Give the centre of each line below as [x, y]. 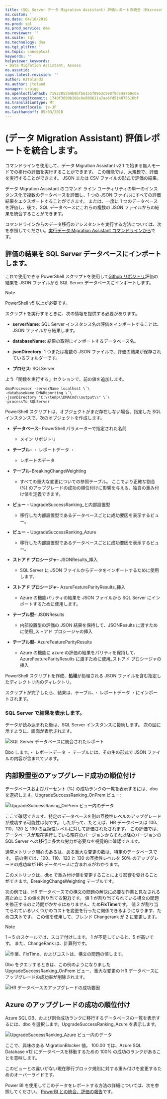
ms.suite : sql [20, 38]
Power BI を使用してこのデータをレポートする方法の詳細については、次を [80, 1085]
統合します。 [57, 151]
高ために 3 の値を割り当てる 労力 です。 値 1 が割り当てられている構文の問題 [82, 898]
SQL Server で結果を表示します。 [45, 713]
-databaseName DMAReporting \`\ [39, 393]
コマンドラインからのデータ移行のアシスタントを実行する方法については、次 [83, 224]
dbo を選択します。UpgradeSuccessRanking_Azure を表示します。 [90, 1024]
